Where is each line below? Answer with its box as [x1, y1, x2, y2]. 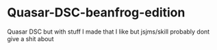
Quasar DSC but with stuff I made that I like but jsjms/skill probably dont [7, 27, 210, 36]
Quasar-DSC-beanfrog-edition [7, 5, 186, 21]
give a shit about [7, 34, 54, 42]
